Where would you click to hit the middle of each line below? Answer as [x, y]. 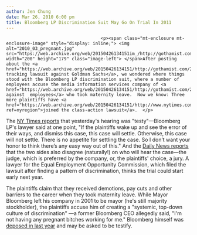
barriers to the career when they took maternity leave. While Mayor [87, 195]
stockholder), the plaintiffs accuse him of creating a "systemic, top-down [94, 207]
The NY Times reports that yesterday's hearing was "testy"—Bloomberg [93, 121]
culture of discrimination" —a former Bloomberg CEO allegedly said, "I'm [94, 213]
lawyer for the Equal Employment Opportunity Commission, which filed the [96, 165]
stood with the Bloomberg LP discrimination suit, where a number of [93, 80]
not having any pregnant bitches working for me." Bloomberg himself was [95, 220]
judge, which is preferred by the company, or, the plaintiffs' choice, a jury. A [98, 158]
